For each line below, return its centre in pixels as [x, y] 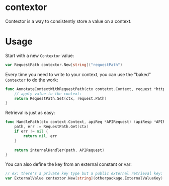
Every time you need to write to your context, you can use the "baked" [78, 74]
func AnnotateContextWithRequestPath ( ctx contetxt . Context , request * [81, 89]
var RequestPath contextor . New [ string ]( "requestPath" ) [64, 65]
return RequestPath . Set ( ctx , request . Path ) [61, 98]
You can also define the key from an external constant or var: [69, 164]
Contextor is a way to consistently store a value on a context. [68, 21]
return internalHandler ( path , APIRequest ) [59, 150]
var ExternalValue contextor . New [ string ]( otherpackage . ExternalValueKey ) [84, 178]
